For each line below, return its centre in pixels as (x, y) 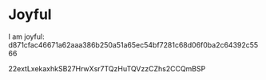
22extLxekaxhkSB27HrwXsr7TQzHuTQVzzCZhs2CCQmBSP (107, 68)
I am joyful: (27, 36)
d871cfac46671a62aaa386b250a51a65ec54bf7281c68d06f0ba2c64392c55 (133, 44)
